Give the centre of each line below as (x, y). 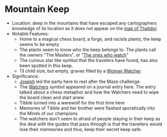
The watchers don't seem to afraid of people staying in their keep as (90, 118)
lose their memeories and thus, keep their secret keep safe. (80, 129)
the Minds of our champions (48, 113)
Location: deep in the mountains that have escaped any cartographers (84, 23)
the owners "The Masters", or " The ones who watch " (74, 55)
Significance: (25, 76)
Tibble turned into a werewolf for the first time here (72, 102)
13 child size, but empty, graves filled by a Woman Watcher (80, 70)
